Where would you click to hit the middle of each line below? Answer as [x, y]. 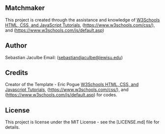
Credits [17, 73]
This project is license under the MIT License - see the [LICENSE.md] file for [82, 122]
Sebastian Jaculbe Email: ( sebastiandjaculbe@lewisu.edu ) [64, 57]
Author [16, 46]
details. [13, 127]
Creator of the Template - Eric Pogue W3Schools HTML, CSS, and [72, 85]
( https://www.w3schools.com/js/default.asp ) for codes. [61, 95]
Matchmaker [25, 8]
